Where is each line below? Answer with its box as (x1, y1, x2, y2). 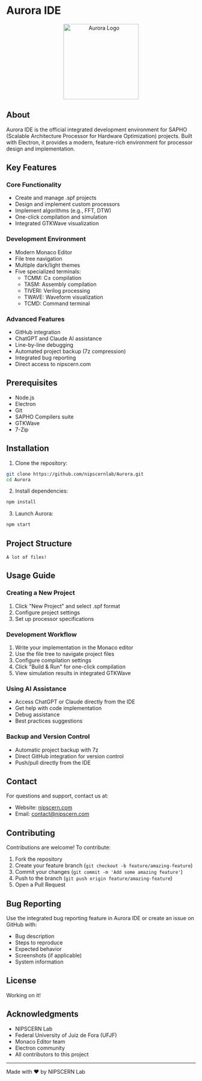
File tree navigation (14, 255, 63, 262)
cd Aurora (6, 476, 31, 482)
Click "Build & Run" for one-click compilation (14, 663, 126, 670)
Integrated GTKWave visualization (14, 220, 99, 227)
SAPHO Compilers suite (14, 413, 74, 420)
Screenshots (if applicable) (14, 952, 82, 959)
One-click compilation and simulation (14, 213, 108, 220)
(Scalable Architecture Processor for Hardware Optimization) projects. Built (6, 132, 192, 139)
